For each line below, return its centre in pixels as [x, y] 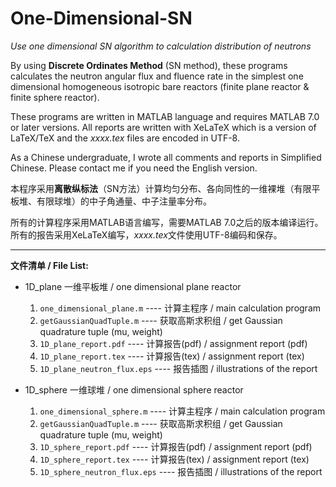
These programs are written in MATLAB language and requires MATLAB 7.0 [165, 116]
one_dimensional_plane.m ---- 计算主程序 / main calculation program [180, 308]
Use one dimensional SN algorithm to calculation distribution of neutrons [161, 46]
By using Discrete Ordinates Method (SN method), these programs [149, 65]
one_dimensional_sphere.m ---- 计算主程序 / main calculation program [182, 411]
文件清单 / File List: [49, 265]
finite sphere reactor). [55, 97]
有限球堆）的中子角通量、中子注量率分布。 [124, 201]
